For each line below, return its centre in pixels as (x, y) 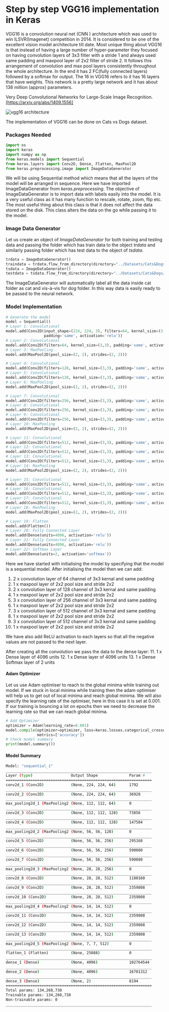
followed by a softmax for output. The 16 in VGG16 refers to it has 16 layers (83, 76)
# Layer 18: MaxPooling (31, 508)
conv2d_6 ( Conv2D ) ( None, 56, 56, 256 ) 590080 (74, 850)
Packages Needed (28, 135)
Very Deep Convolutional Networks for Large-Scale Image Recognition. (79, 97)
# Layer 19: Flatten (27, 521)
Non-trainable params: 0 (32, 1000)
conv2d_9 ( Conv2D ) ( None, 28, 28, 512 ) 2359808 (75, 888)
